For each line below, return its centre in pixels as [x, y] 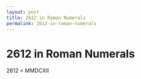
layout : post [23, 12]
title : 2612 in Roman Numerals [46, 18]
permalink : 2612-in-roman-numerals [52, 23]
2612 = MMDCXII [28, 70]
